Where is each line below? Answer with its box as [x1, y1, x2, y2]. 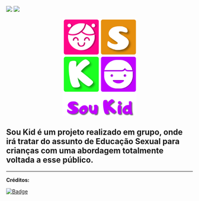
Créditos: [6, 176, 30, 183]
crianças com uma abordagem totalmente [6, 146, 164, 156]
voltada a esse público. [6, 155, 94, 165]
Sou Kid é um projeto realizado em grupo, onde [6, 127, 183, 138]
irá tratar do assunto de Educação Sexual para [6, 136, 180, 146]
